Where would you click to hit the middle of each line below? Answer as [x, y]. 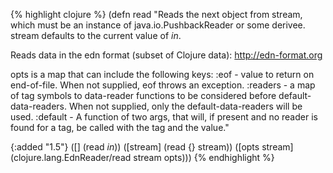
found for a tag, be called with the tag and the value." [120, 127]
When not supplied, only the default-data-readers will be [185, 106]
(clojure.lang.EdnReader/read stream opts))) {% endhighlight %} [142, 157]
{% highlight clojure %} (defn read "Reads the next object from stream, [156, 14]
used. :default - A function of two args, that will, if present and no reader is [164, 117]
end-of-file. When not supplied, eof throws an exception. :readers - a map [163, 85]
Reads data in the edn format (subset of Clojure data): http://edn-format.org [166, 55]
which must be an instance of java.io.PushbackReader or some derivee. [158, 25]
